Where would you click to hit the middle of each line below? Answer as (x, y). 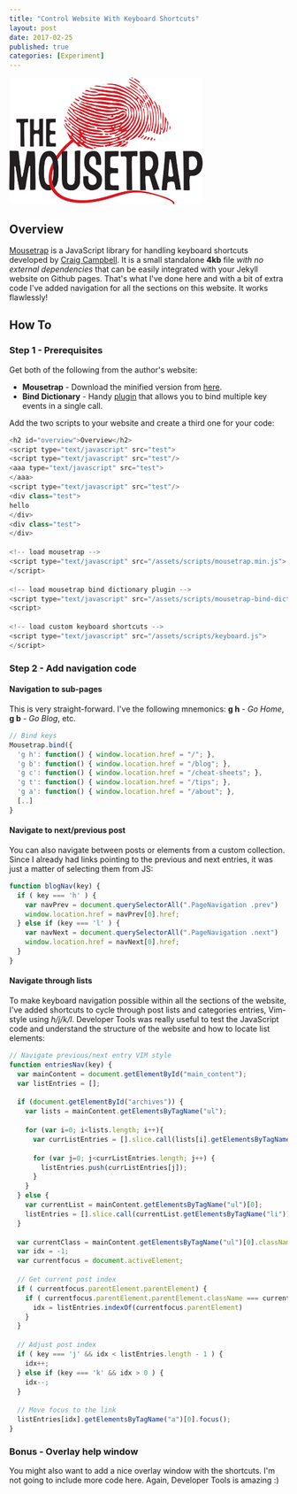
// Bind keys (33, 735)
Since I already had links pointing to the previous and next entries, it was (141, 859)
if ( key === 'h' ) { (57, 895)
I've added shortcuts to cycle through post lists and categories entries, (138, 1010)
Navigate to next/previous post (68, 830)
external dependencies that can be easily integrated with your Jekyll (134, 269)
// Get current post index (67, 1280)
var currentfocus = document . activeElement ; (100, 1261)
